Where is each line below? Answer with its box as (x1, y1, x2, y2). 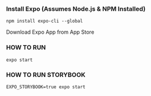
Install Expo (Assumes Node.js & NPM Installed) (6, 5, 146, 13)
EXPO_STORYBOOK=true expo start (6, 84, 86, 90)
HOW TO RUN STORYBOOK (6, 71, 86, 79)
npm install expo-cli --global (6, 18, 83, 24)
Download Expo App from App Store (6, 28, 94, 36)
